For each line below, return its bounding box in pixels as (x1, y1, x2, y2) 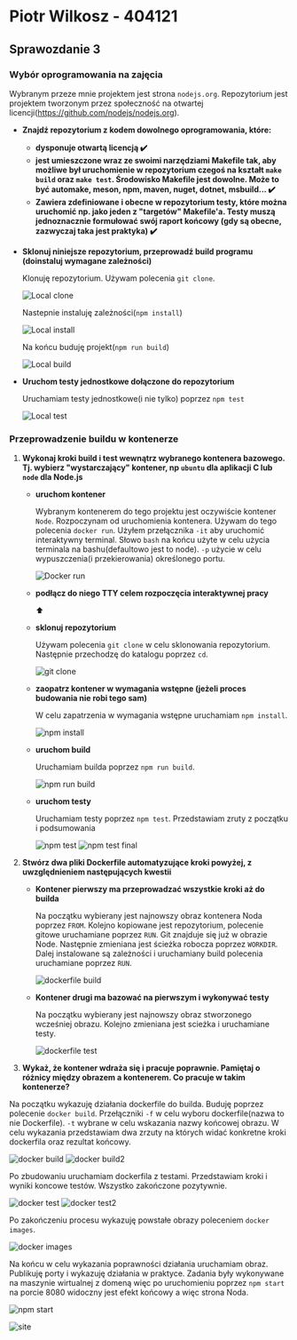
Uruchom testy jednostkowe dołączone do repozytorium (21, 376, 235, 387)
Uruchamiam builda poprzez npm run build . (35, 762, 195, 772)
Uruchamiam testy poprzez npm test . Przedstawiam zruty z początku (35, 813, 289, 824)
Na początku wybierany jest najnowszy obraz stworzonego (35, 1009, 253, 1020)
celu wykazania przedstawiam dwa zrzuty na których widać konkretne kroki (9, 1127, 286, 1138)
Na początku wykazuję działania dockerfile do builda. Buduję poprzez (9, 1099, 264, 1110)
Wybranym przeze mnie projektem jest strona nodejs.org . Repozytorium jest (9, 88, 288, 99)
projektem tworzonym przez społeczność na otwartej (9, 98, 204, 108)
